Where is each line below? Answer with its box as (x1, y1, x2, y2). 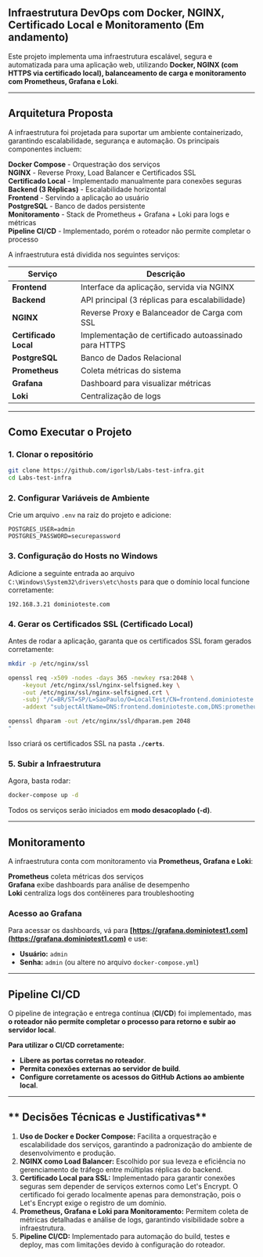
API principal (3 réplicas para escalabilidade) (81, 294, 246, 305)
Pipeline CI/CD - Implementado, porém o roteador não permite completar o (8, 226, 251, 235)
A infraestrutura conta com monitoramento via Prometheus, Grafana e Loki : (8, 856, 254, 865)
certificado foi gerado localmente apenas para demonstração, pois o (19, 1190, 241, 1199)
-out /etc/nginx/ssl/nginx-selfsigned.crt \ (22, 688, 170, 697)
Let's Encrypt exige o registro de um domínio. (19, 1198, 167, 1208)
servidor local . (8, 1026, 56, 1035)
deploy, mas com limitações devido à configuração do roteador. (19, 1240, 225, 1249)
